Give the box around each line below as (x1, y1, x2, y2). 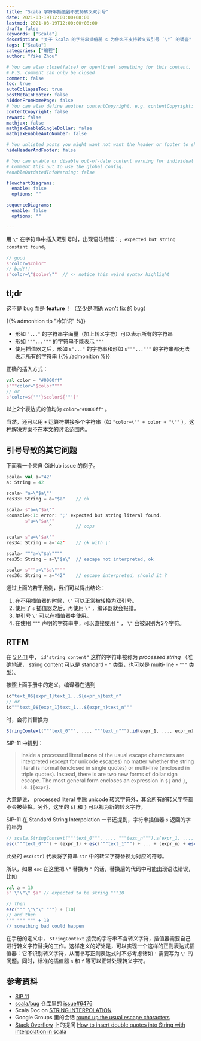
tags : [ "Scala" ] (6, 43, 47, 48)
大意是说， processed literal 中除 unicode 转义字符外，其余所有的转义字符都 (6, 796, 194, 803)
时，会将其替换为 (6, 716, 48, 723)
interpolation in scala (14, 1028, 67, 1035)
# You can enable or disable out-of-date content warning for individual (6, 158, 194, 164)
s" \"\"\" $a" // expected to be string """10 (6, 890, 124, 896)
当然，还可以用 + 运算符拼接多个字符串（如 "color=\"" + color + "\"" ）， (6, 418, 190, 426)
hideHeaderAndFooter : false (6, 147, 77, 153)
